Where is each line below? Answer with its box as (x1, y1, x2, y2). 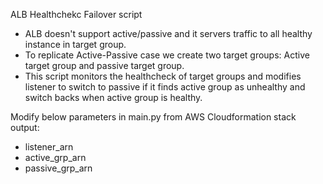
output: (10, 122, 40, 133)
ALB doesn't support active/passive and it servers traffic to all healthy (24, 28, 313, 39)
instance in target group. (24, 39, 127, 50)
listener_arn (24, 141, 74, 153)
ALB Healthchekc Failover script (10, 9, 143, 20)
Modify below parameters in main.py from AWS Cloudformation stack (10, 111, 297, 123)
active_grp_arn (24, 152, 87, 163)
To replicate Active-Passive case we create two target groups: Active (24, 49, 310, 61)
